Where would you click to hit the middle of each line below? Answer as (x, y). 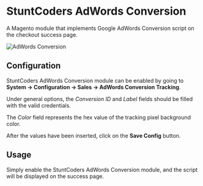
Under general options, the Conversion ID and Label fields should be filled (100, 99)
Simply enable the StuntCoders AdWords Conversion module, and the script (102, 169)
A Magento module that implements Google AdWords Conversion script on (100, 28)
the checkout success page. (42, 34)
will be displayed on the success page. (55, 176)
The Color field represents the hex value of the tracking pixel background (99, 117)
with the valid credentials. (39, 105)
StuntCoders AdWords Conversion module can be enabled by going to (95, 80)
